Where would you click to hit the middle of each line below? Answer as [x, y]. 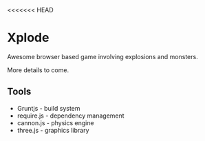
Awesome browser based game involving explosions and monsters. [102, 56]
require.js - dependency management [71, 116]
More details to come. [38, 70]
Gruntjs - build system [48, 108]
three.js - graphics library [53, 130]
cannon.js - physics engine [55, 122]
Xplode [28, 38]
